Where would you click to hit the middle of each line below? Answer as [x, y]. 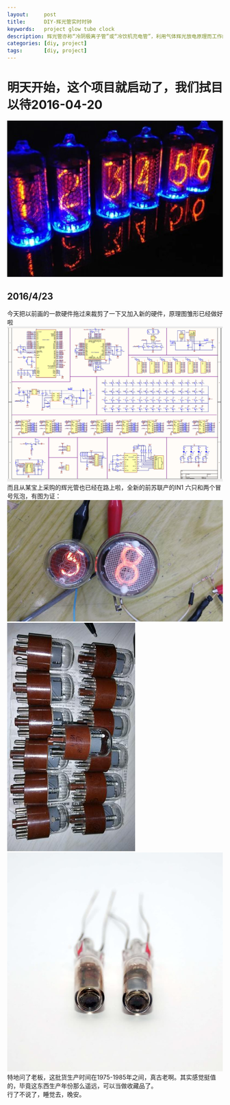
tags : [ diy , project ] [47, 51]
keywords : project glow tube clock [61, 29]
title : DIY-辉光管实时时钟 [50, 22]
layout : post [32, 14]
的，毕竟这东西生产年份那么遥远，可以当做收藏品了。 [82, 1086]
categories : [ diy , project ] [47, 44]
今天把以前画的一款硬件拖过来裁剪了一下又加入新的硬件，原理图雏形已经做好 [115, 313]
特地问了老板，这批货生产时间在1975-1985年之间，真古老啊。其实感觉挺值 [112, 1078]
